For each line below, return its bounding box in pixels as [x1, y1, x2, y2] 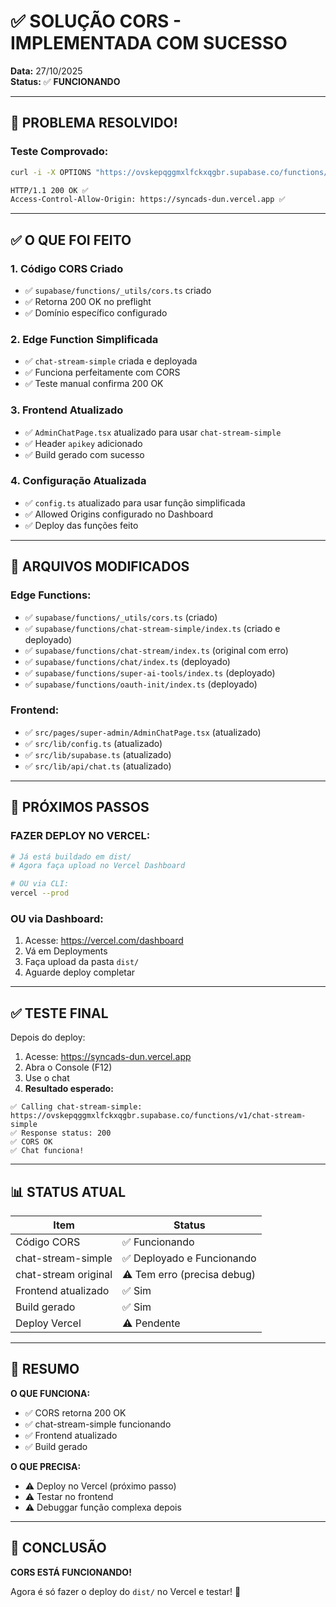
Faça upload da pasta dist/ [24, 956, 140, 968]
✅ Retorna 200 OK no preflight [24, 295, 152, 307]
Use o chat [24, 1072, 70, 1084]
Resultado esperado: [24, 1083, 114, 1095]
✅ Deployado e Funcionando [122, 1251, 257, 1265]
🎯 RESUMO [10, 1361, 80, 1378]
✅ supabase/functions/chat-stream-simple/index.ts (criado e [24, 622, 281, 634]
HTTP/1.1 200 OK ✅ [10, 185, 89, 195]
